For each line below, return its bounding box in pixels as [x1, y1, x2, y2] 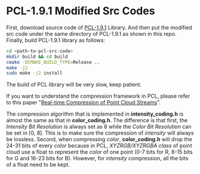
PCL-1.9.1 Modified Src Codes [6, 4, 155, 18]
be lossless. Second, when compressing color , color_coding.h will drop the [6, 136, 192, 143]
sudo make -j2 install [6, 70, 63, 76]
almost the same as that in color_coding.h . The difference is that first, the [6, 117, 188, 124]
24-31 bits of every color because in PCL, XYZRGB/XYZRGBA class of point [6, 142, 192, 150]
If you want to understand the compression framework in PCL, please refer [6, 92, 190, 100]
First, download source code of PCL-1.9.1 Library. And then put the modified [6, 24, 192, 31]
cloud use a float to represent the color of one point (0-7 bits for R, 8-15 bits [6, 148, 193, 156]
